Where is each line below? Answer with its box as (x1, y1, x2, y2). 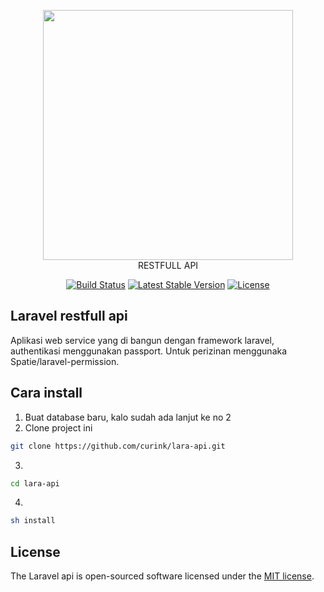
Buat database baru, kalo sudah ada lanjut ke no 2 (24, 411, 232, 423)
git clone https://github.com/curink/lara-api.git (10, 441, 226, 451)
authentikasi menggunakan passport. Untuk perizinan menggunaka (10, 345, 288, 357)
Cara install (10, 385, 83, 402)
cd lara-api (10, 478, 60, 489)
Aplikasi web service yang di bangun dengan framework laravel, (10, 334, 275, 346)
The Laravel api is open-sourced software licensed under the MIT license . (10, 570, 315, 582)
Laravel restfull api (10, 308, 128, 325)
